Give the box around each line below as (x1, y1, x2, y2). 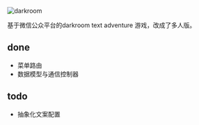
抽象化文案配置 (17, 110, 61, 118)
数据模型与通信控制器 (17, 70, 79, 78)
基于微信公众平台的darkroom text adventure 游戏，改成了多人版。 (7, 21, 196, 29)
